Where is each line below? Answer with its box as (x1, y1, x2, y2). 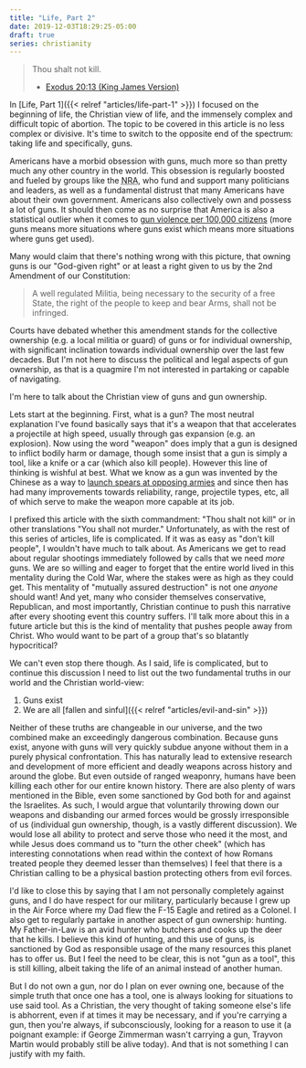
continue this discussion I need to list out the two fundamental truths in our (9, 667, 291, 678)
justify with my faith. (9, 1049, 86, 1060)
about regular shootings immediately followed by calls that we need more (9, 553, 286, 564)
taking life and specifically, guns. (9, 138, 133, 149)
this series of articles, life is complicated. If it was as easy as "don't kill (9, 533, 275, 544)
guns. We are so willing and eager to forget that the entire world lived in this (9, 562, 295, 573)
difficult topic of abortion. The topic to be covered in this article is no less (9, 119, 285, 130)
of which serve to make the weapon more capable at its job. (9, 497, 235, 508)
